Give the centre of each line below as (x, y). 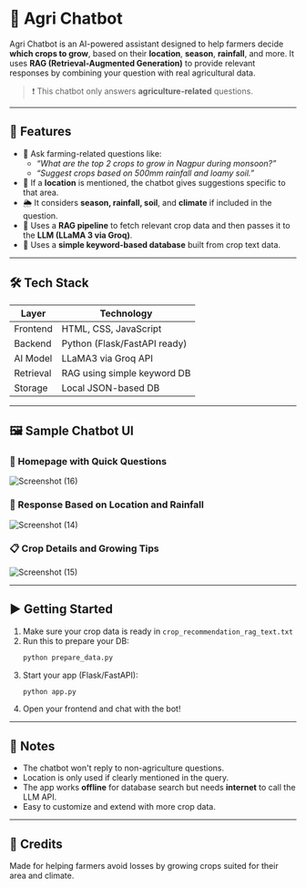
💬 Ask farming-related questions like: (92, 153)
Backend (33, 343)
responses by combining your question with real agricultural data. (133, 73)
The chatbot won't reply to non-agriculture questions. (123, 768)
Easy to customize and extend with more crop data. (119, 807)
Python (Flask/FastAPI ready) (124, 343)
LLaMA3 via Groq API (107, 358)
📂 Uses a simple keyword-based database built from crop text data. (151, 244)
